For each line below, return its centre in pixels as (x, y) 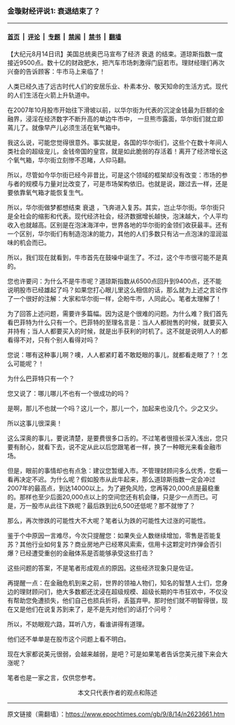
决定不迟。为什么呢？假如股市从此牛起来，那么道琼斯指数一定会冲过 (117, 479)
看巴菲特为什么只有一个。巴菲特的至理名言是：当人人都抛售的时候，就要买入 (117, 322)
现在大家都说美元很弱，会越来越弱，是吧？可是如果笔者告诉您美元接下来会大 (117, 653)
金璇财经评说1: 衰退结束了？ (54, 11)
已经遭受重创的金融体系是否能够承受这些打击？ (87, 553)
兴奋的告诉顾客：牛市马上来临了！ (56, 71)
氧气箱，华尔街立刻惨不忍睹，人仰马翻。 (71, 160)
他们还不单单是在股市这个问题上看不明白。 (69, 639)
